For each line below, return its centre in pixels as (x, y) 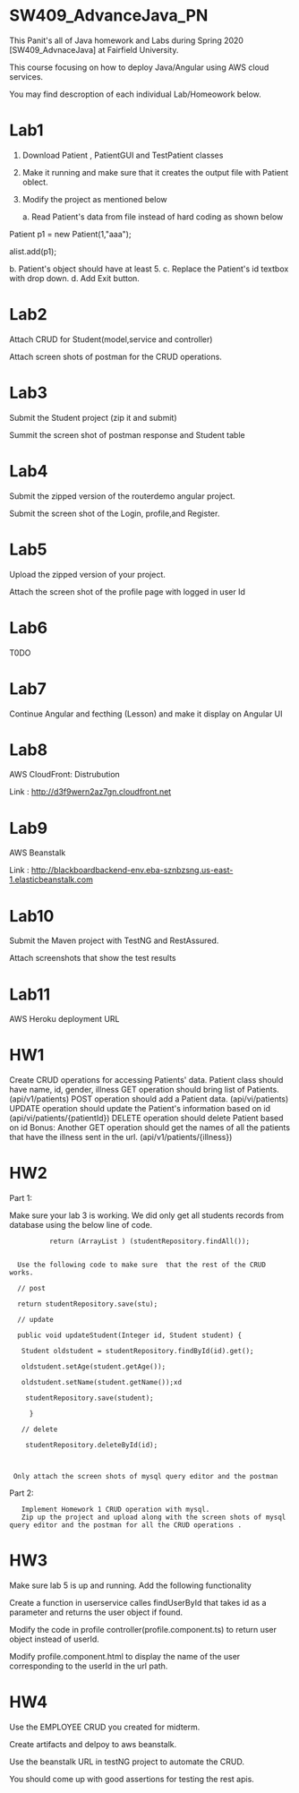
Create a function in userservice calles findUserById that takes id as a (138, 1603)
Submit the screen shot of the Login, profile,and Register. (115, 513)
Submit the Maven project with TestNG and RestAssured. (114, 940)
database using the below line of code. (81, 1225)
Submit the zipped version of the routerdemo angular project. (122, 496)
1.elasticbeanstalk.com (51, 879)
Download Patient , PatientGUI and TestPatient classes (123, 155)
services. (26, 76)
